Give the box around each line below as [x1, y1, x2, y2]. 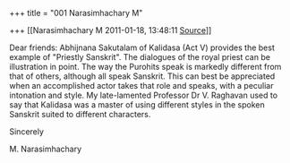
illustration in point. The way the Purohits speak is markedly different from [9, 62, 282, 72]
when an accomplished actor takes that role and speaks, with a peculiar [9, 81, 274, 90]
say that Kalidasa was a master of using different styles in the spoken [9, 99, 266, 110]
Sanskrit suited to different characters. [9, 109, 151, 119]
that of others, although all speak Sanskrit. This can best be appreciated [9, 71, 276, 81]
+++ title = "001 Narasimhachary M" [9, 8, 143, 18]
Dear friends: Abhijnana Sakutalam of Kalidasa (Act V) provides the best [9, 42, 275, 53]
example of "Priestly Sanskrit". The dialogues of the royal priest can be [9, 52, 271, 62]
